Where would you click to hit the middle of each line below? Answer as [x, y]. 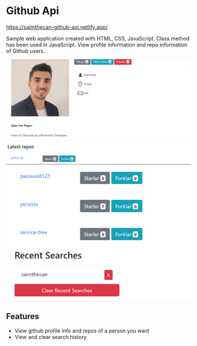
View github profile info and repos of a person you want [82, 331]
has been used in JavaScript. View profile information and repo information [97, 45]
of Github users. [26, 51]
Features [23, 316]
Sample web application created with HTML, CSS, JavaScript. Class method [98, 38]
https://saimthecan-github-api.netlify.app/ [57, 27]
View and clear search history [50, 337]
